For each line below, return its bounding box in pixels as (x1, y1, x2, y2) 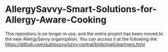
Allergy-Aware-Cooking (5, 14, 107, 25)
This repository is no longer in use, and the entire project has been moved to (5, 30, 163, 36)
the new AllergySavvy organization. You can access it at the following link (5, 36, 157, 42)
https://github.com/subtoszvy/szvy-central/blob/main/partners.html (5, 41, 145, 47)
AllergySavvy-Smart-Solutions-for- (5, 3, 157, 15)
